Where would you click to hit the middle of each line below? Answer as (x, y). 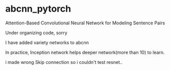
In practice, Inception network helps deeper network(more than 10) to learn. (85, 52)
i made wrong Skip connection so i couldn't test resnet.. (64, 62)
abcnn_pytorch (38, 9)
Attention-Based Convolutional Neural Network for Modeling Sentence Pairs (85, 23)
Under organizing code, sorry (36, 32)
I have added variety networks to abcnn (47, 42)
